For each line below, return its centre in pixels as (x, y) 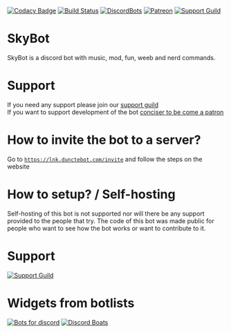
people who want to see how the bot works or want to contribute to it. (107, 228)
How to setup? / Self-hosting (91, 194)
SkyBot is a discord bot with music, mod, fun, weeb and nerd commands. (111, 57)
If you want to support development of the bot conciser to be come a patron (115, 112)
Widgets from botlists (71, 303)
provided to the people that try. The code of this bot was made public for (111, 220)
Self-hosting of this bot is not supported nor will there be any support (106, 213)
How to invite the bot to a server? (104, 140)
